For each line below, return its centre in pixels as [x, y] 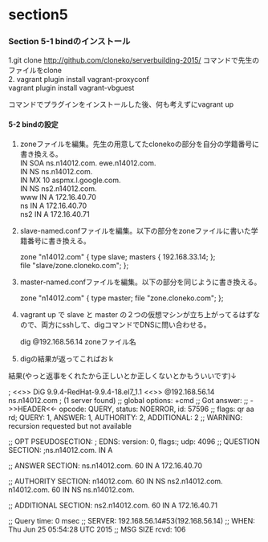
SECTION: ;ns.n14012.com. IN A [61, 450]
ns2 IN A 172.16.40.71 [55, 214]
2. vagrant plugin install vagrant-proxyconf [79, 79]
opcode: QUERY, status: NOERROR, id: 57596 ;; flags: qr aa [156, 409]
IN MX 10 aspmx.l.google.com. [71, 180]
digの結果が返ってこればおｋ [67, 358]
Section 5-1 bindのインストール [69, 42]
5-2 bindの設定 [33, 124]
